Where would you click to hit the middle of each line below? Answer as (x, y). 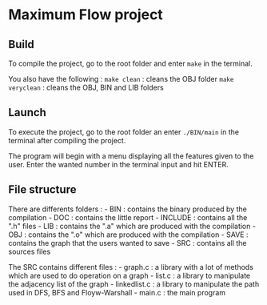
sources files (30, 251)
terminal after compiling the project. (67, 140)
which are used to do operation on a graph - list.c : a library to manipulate (130, 275)
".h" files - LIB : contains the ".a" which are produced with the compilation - (132, 226)
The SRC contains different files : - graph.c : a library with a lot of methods (131, 267)
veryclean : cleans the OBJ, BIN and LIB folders (86, 87)
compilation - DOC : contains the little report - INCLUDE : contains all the (128, 217)
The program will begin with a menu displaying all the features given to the (131, 156)
